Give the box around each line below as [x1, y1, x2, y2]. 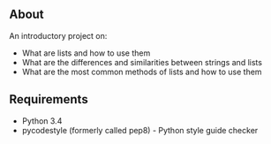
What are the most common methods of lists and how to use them [21, 66, 262, 77]
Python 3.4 [21, 115, 63, 126]
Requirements [9, 92, 88, 107]
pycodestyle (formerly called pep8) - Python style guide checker [21, 125, 259, 135]
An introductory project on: [9, 30, 108, 41]
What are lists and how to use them [21, 48, 151, 58]
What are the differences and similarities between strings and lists [21, 57, 263, 67]
